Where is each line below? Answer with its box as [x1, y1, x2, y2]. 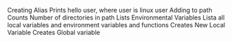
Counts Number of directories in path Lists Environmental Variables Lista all [7, 13, 225, 22]
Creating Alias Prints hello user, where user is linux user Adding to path [7, 6, 212, 14]
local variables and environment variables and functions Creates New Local [7, 21, 226, 29]
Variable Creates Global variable [7, 28, 100, 36]
